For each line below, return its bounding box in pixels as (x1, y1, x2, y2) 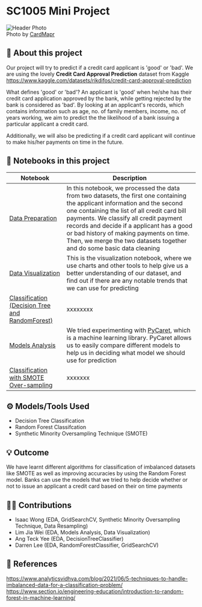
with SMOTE (9, 373, 44, 381)
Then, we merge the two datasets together (66, 236, 187, 245)
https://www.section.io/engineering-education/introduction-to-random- (6, 588, 184, 595)
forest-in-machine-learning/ (6, 594, 76, 601)
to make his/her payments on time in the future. (6, 138, 124, 146)
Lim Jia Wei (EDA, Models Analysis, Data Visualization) (14, 529, 150, 536)
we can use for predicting (66, 284, 139, 292)
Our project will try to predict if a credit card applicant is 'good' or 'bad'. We (6, 64, 194, 71)
